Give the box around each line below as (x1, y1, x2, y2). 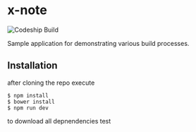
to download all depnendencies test (7, 116, 111, 125)
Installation (7, 59, 58, 72)
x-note (7, 2, 47, 18)
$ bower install (7, 98, 55, 105)
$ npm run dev (7, 104, 49, 112)
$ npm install (7, 92, 49, 99)
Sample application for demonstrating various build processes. (7, 39, 190, 47)
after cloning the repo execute (7, 78, 95, 87)
